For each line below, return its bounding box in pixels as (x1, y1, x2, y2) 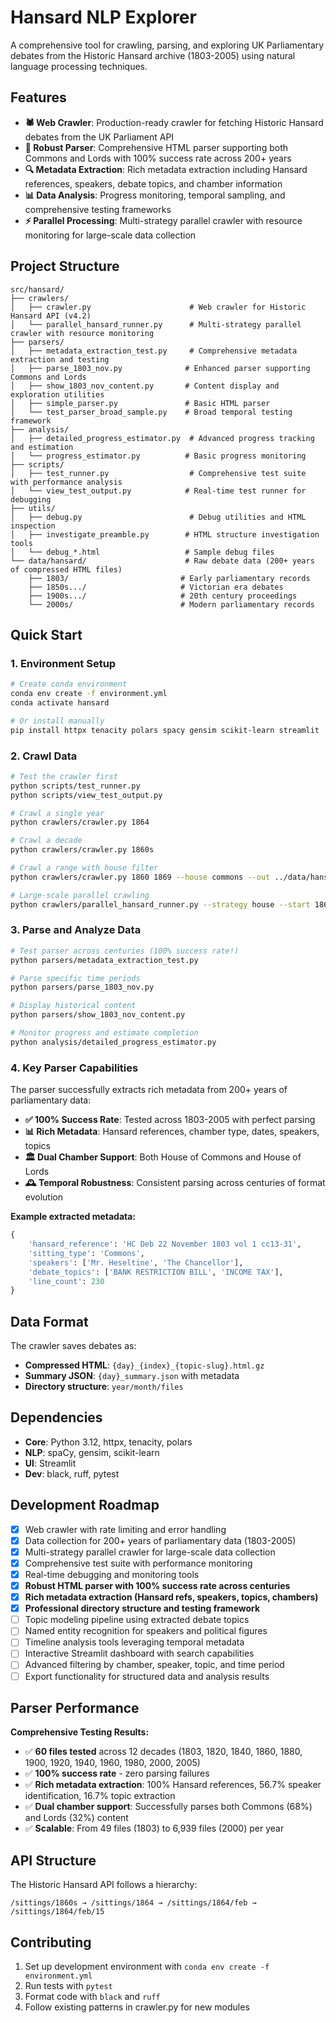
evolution (24, 1191, 63, 1203)
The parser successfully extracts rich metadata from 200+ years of (10, 1084, 288, 1096)
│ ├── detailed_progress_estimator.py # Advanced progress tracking (10, 433, 315, 443)
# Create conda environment (10, 679, 128, 690)
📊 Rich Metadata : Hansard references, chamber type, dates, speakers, (24, 1126, 320, 1138)
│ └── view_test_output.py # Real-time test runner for (10, 486, 307, 496)
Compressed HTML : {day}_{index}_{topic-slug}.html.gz (24, 1359, 265, 1371)
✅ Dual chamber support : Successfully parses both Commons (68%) (24, 1801, 313, 1813)
